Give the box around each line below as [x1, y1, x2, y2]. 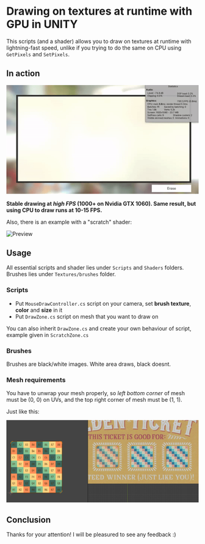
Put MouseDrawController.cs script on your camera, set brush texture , [15, 300, 192, 307]
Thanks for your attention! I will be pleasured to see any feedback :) [6, 531, 176, 538]
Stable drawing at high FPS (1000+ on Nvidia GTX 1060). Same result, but [6, 200, 196, 207]
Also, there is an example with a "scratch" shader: [6, 218, 132, 225]
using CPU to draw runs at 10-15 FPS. [6, 206, 103, 214]
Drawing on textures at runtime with [6, 4, 193, 18]
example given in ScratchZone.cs [6, 331, 89, 338]
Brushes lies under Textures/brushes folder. [6, 271, 116, 278]
